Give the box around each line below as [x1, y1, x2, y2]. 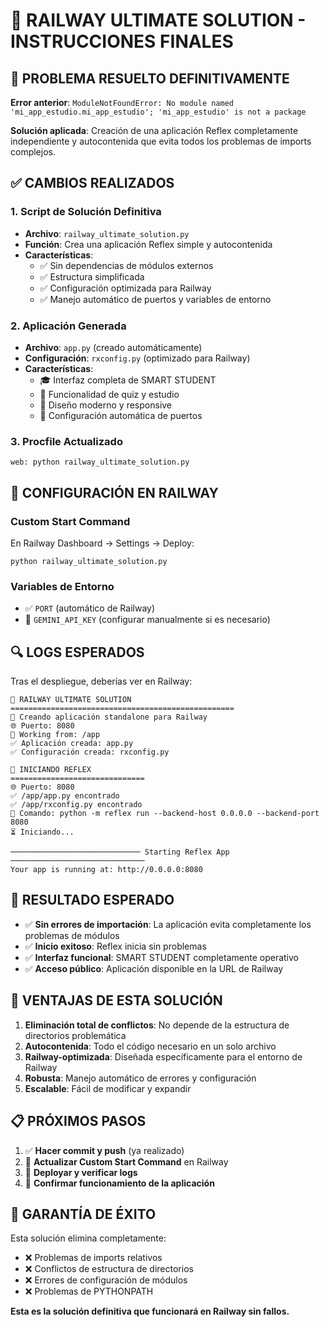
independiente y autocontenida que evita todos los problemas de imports [10, 135, 312, 147]
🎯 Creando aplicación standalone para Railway [10, 712, 208, 723]
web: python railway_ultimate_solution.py [10, 457, 190, 468]
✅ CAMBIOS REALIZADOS [10, 175, 175, 192]
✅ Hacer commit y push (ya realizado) [24, 1144, 185, 1156]
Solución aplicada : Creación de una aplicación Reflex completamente [10, 125, 299, 136]
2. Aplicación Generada [10, 319, 127, 333]
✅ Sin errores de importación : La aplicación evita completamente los [24, 918, 312, 930]
